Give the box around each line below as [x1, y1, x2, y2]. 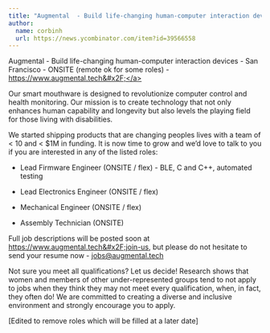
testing [19, 171, 43, 181]
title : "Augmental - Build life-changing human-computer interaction [8, 11, 250, 20]
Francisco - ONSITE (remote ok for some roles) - [8, 65, 170, 75]
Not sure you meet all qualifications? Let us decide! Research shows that [8, 266, 249, 276]
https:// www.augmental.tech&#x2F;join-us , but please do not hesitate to [8, 242, 247, 252]
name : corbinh [15, 27, 63, 35]
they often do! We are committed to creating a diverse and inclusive [8, 292, 233, 302]
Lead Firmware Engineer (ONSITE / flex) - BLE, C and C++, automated [19, 162, 252, 173]
